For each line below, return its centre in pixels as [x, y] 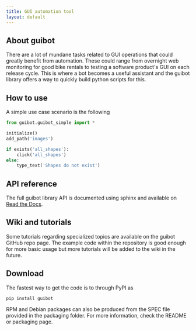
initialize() [22, 133]
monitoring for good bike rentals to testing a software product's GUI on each [98, 67]
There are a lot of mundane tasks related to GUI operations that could [90, 55]
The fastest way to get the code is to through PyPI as [70, 288]
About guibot [31, 41]
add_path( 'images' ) [30, 139]
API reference [32, 184]
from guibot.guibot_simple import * [50, 123]
